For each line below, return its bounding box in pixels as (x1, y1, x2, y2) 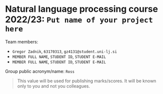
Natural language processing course (5, 3, 158, 15)
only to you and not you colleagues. (17, 83, 90, 89)
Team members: (5, 38, 39, 45)
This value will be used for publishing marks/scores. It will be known (17, 78, 157, 84)
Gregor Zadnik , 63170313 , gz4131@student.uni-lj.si (12, 48, 117, 54)
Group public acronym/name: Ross (5, 68, 75, 74)
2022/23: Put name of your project (5, 14, 153, 25)
